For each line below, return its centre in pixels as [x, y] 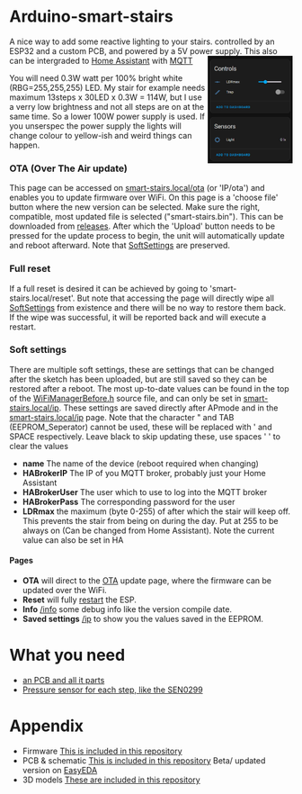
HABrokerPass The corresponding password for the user [129, 501]
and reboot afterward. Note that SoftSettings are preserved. [120, 246]
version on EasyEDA [60, 770]
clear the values [39, 446]
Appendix [46, 726]
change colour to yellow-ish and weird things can [101, 135]
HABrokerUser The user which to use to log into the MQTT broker [145, 492]
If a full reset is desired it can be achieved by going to [109, 288]
